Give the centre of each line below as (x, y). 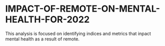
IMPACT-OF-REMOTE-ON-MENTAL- (83, 9)
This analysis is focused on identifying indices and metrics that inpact (78, 33)
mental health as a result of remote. (42, 39)
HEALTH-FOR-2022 (47, 19)
